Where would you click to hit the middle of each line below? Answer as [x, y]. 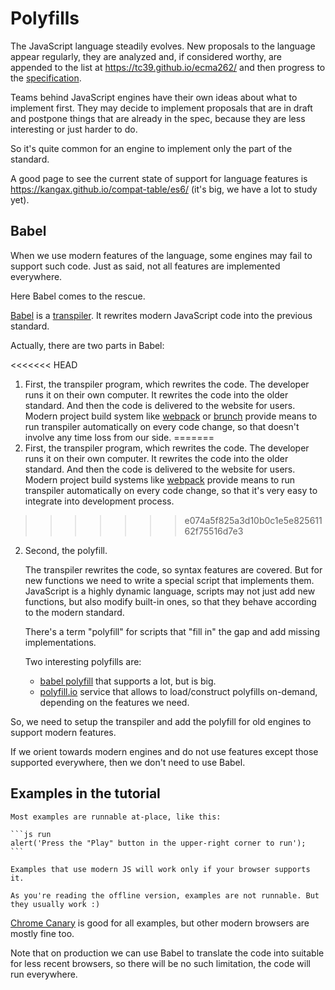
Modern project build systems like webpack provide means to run [160, 479]
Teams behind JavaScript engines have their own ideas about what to [154, 97]
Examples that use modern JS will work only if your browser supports [160, 869]
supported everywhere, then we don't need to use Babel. [128, 762]
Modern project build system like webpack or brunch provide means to [171, 416]
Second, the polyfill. [66, 550]
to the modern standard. [74, 612]
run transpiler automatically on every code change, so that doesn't [162, 426]
